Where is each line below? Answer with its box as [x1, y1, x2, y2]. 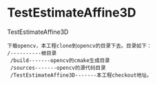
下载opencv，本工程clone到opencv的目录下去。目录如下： [7, 42, 152, 49]
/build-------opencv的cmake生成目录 [10, 57, 110, 64]
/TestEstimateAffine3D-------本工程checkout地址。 [10, 71, 153, 79]
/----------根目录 [7, 50, 57, 57]
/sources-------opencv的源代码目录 [10, 64, 106, 71]
